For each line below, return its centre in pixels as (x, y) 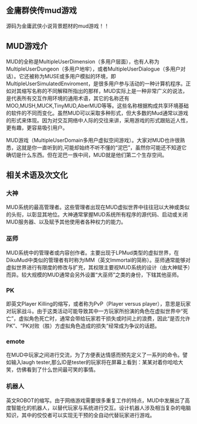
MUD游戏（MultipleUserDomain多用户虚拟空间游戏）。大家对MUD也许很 (93, 140)
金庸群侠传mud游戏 (42, 11)
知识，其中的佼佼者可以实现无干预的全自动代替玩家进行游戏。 (81, 415)
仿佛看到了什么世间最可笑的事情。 (57, 370)
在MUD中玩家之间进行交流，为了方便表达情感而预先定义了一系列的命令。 (94, 355)
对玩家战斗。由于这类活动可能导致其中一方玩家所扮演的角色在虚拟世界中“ (95, 311)
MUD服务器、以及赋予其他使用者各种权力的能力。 (66, 222)
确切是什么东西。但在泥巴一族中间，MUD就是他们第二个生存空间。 (87, 155)
